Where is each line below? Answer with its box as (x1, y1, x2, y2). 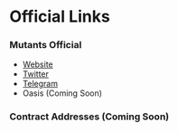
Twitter (22, 69, 50, 80)
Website (22, 59, 54, 70)
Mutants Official (9, 39, 82, 52)
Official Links (9, 6, 110, 27)
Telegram (22, 79, 59, 90)
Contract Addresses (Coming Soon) (9, 110, 170, 123)
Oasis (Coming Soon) (22, 88, 102, 99)
